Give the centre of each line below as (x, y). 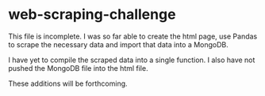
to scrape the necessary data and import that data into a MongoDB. (118, 44)
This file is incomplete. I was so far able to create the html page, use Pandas (133, 36)
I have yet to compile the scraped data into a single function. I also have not (132, 60)
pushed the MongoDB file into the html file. (78, 68)
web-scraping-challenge (92, 15)
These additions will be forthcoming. (68, 83)
